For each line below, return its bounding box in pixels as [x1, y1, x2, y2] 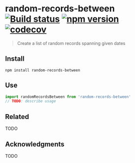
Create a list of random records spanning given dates [17, 40, 126, 46]
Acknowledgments [5, 140, 65, 148]
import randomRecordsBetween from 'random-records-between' [5, 94, 132, 99]
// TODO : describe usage [5, 99, 56, 104]
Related [5, 112, 30, 121]
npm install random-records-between [5, 68, 80, 73]
